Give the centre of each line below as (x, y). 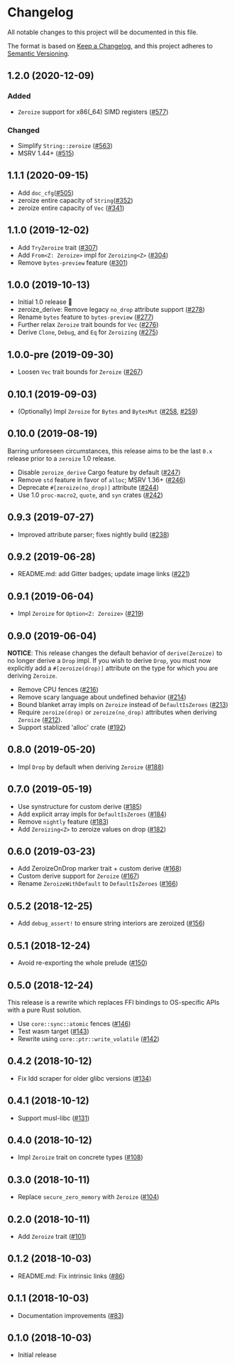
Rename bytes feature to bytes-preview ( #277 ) (86, 317)
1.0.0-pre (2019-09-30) (61, 354)
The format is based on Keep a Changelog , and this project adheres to (110, 46)
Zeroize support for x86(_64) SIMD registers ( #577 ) (93, 112)
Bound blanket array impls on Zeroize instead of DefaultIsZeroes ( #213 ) (123, 705)
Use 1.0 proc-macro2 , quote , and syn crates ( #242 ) (90, 495)
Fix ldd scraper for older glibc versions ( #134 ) (84, 1078)
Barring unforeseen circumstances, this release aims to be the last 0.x (110, 451)
